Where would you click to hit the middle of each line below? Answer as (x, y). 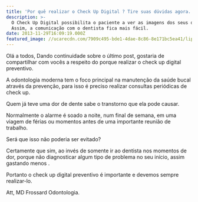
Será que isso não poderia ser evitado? (54, 139)
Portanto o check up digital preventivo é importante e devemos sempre (93, 175)
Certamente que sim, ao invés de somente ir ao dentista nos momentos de (96, 151)
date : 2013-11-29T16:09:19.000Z (46, 34)
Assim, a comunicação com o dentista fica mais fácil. (80, 28)
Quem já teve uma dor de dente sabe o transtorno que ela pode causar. (93, 104)
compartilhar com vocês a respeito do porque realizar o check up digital (94, 62)
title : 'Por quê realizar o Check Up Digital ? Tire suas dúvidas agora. (99, 12)
